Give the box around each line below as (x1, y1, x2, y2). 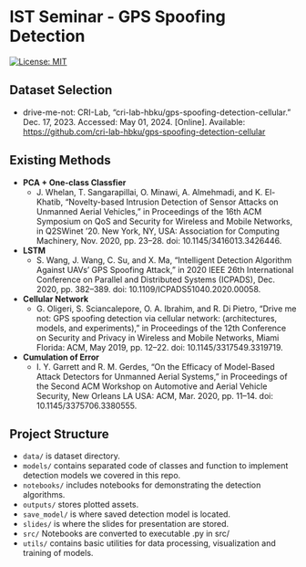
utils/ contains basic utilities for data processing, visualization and (22, 538, 276, 549)
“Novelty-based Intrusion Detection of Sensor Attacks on (65, 196, 280, 207)
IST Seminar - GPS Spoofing (9, 6, 226, 27)
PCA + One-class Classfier (22, 176, 127, 188)
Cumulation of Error (22, 352, 100, 362)
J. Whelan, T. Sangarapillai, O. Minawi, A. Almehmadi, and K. (36, 186, 263, 197)
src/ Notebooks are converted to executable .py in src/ (22, 528, 230, 540)
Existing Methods (9, 152, 111, 168)
